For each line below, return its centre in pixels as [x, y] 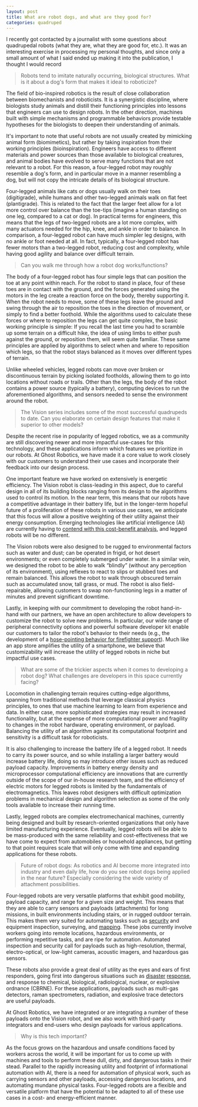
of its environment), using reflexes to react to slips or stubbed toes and [92, 571]
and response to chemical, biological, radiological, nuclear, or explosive [93, 982]
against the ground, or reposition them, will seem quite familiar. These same [98, 339]
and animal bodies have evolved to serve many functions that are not [90, 161]
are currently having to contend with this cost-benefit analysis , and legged [97, 529]
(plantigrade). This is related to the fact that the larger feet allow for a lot [94, 204]
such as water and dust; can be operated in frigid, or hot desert [83, 553]
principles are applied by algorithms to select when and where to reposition [98, 346]
